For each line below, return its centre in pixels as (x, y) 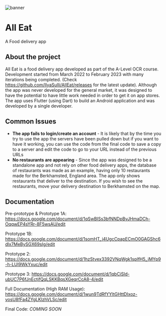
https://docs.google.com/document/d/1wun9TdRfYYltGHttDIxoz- (71, 294)
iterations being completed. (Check (41, 79)
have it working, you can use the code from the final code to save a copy (87, 144)
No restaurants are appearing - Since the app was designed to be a (82, 160)
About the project (33, 57)
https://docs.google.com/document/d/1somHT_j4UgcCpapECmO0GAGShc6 (83, 239)
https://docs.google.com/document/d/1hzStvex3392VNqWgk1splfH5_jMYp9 (83, 259)
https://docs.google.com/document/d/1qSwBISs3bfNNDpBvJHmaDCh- (78, 219)
